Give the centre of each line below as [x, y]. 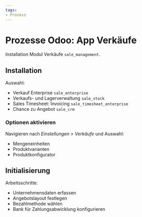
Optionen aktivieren [31, 123]
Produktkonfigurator [34, 154]
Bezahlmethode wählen [37, 204]
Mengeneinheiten [31, 144]
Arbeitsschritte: [22, 183]
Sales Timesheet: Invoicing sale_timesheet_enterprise [70, 104]
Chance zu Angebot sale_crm [44, 109]
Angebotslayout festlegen [40, 199]
